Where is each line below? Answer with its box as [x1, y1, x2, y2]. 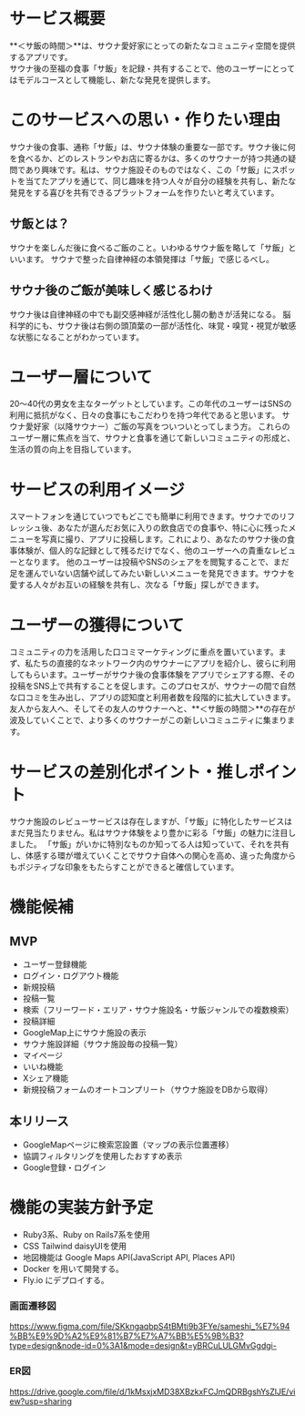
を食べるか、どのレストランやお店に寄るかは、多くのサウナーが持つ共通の [9, 152, 289, 164]
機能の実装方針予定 [9, 1197, 154, 1218]
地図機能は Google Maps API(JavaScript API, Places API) [22, 1252, 236, 1262]
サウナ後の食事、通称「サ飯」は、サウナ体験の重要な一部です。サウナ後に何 [9, 141, 296, 152]
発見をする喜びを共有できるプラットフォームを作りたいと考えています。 [9, 187, 280, 198]
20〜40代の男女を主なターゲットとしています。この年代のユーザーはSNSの [9, 398, 292, 410]
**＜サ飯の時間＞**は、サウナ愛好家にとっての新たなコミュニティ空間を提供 [9, 40, 296, 51]
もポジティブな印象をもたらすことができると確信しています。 [9, 861, 239, 872]
